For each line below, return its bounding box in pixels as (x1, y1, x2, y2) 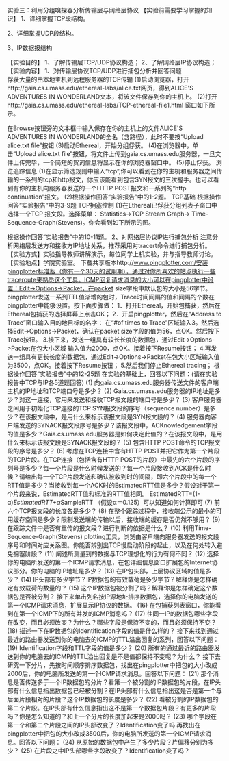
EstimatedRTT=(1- (149, 490, 200, 498)
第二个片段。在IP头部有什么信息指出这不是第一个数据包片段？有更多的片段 (7, 704, 217, 712)
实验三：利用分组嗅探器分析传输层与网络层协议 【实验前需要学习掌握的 (7, 6, 206, 14)
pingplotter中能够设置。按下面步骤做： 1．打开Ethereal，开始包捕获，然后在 (7, 301, 221, 310)
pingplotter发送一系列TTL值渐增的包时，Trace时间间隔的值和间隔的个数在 (7, 293, 215, 301)
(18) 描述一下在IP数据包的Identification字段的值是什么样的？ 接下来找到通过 (7, 627, 219, 635)
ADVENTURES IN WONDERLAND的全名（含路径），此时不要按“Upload (7, 133, 204, 140)
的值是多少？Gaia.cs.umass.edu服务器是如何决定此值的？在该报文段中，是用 (7, 430, 223, 438)
